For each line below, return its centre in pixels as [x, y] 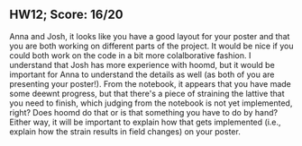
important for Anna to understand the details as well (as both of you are [142, 74]
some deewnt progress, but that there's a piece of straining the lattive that [147, 93]
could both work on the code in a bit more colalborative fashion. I [130, 55]
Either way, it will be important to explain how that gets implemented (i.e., [145, 122]
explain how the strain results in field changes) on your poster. [125, 131]
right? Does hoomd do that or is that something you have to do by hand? [143, 112]
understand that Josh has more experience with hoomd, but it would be [142, 64]
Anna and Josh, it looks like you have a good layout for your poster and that [150, 36]
